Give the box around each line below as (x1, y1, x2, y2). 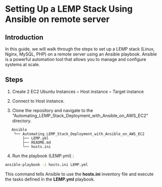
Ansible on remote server (5, 14, 110, 25)
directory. (12, 118, 32, 124)
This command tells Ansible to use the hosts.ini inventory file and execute (5, 171, 154, 177)
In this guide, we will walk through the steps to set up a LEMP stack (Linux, (5, 46, 155, 52)
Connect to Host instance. (12, 98, 65, 104)
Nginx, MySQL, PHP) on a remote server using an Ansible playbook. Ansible (5, 51, 157, 57)
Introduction (5, 33, 44, 41)
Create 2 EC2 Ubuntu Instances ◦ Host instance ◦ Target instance (12, 89, 144, 94)
